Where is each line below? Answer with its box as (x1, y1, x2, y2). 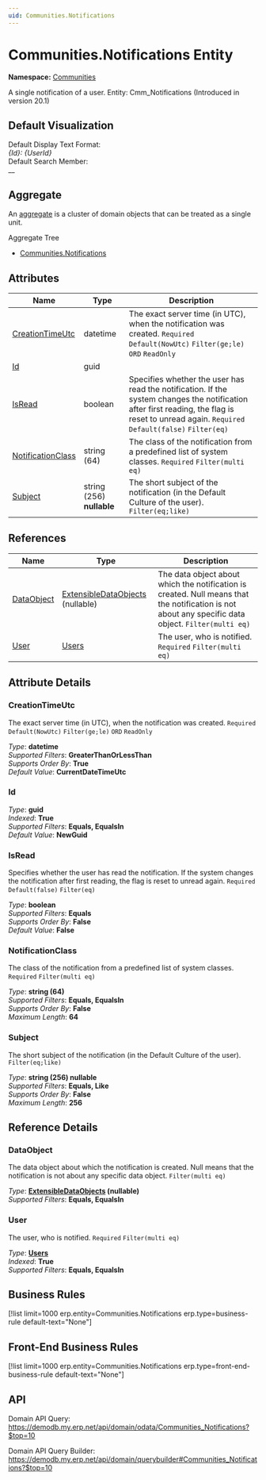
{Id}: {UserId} (8, 148, 52, 158)
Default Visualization (8, 118, 114, 132)
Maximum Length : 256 (8, 1098, 83, 1107)
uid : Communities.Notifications (8, 11, 115, 20)
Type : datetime (8, 741, 59, 751)
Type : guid (8, 805, 44, 814)
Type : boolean (8, 900, 56, 909)
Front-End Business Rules (8, 1340, 139, 1354)
